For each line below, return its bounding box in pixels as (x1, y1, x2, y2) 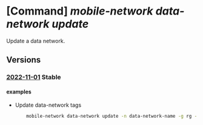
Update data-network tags (15, 101, 82, 109)
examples (6, 88, 32, 95)
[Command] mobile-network (6, 4, 153, 18)
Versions (6, 55, 41, 65)
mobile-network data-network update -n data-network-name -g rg (26, 113, 192, 120)
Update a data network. (6, 37, 65, 44)
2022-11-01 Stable (6, 73, 62, 81)
